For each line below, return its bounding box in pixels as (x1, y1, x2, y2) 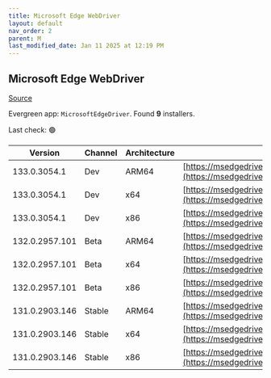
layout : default (8, 19, 63, 27)
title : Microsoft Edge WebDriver (8, 11, 121, 20)
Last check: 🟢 (8, 124, 56, 134)
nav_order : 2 (8, 27, 52, 35)
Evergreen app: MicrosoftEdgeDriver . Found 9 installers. (8, 108, 195, 118)
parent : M (8, 34, 42, 43)
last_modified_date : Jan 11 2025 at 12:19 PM (8, 42, 164, 50)
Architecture (124, 147, 175, 158)
